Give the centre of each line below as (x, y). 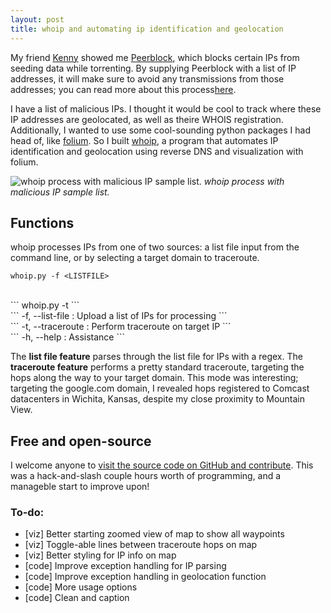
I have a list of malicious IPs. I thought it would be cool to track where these (166, 108)
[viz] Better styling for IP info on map (100, 555)
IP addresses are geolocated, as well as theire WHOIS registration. (147, 119)
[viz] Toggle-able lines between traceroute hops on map (141, 545)
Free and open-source (81, 441)
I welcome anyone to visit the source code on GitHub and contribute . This (162, 465)
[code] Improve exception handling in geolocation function (145, 577)
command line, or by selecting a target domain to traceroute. (135, 258)
